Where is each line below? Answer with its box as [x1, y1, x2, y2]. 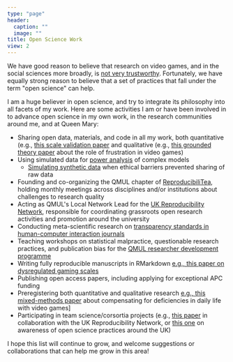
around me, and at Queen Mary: [7, 120, 99, 128]
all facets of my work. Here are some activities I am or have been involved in [7, 105, 227, 113]
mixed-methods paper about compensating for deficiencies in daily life [17, 296, 222, 304]
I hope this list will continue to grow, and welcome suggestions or [7, 340, 195, 347]
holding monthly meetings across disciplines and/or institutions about [17, 186, 218, 193]
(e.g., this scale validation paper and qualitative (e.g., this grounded [17, 141, 211, 149]
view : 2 [7, 43, 30, 50]
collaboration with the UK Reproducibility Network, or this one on [17, 319, 204, 326]
